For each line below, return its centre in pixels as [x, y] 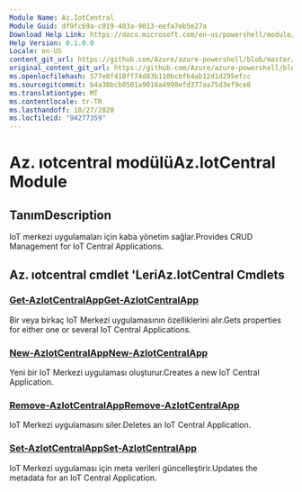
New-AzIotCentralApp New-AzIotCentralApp [109, 352]
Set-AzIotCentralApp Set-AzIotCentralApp [103, 449]
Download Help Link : [48, 34]
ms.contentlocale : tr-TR [56, 101]
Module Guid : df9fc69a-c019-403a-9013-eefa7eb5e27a [108, 26]
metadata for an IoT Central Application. [83, 478]
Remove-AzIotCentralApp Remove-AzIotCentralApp [124, 405]
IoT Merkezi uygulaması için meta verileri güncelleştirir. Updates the [133, 468]
